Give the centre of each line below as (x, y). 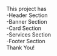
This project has (26, 9)
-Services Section (29, 35)
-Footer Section (26, 41)
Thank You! (21, 47)
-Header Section (27, 15)
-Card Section (24, 28)
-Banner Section (27, 22)
